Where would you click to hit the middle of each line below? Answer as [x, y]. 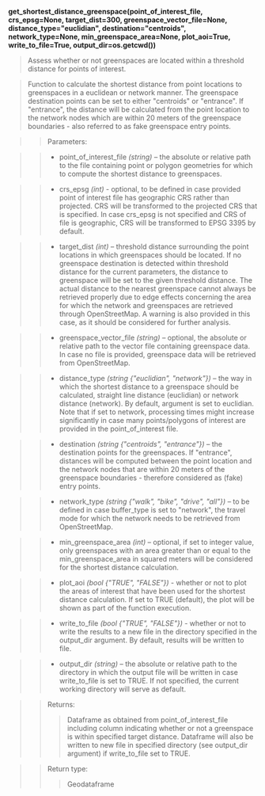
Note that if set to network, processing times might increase [157, 412]
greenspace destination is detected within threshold [144, 263]
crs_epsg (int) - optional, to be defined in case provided [150, 189]
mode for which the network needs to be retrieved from [150, 518]
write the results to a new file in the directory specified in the [158, 632]
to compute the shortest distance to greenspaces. [141, 174]
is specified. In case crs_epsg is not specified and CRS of [153, 214]
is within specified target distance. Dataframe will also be [160, 737]
